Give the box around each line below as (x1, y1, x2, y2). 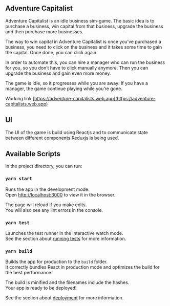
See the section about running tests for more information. (5, 235, 126, 242)
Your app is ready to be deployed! (5, 285, 77, 291)
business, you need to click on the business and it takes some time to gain (5, 43, 162, 50)
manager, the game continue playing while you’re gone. (5, 85, 123, 92)
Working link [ (5, 95, 35, 101)
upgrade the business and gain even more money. (5, 70, 111, 76)
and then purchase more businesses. (5, 28, 83, 35)
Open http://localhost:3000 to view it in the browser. (5, 191, 116, 198)
